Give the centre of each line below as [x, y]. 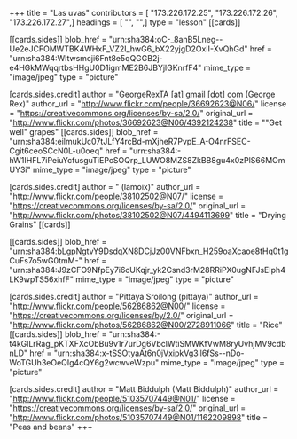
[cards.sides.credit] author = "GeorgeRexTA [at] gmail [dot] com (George [142, 94]
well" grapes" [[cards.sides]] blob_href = [84, 132]
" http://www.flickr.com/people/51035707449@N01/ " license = [123, 399]
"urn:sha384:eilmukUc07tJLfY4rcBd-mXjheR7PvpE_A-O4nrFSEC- [130, 141]
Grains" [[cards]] [40, 224]
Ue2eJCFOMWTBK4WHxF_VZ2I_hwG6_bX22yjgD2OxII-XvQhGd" [129, 49]
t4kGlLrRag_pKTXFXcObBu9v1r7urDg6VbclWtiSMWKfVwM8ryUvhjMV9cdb [148, 344]
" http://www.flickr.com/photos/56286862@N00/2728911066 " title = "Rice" [146, 325]
